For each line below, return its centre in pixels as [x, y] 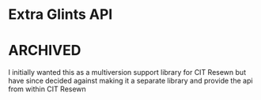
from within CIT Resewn [47, 89]
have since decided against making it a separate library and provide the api [130, 81]
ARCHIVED [45, 51]
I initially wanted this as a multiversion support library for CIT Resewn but [127, 72]
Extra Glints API [61, 15]
